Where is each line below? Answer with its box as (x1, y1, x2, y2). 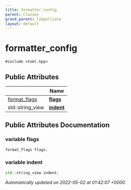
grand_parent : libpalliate (5, 16, 61, 21)
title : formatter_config (5, 7, 57, 12)
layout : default (5, 21, 39, 26)
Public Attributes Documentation (5, 121, 110, 130)
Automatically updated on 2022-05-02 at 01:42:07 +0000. (5, 179, 126, 185)
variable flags (5, 136, 39, 143)
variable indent (5, 159, 43, 166)
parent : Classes (5, 12, 39, 17)
